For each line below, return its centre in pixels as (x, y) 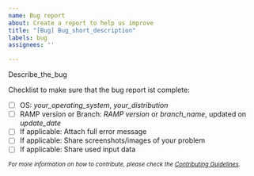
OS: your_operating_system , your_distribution (94, 105)
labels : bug (28, 38)
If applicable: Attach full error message (83, 132)
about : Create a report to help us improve (81, 23)
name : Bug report (37, 15)
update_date (40, 123)
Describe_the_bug (38, 75)
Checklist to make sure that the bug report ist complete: (99, 90)
